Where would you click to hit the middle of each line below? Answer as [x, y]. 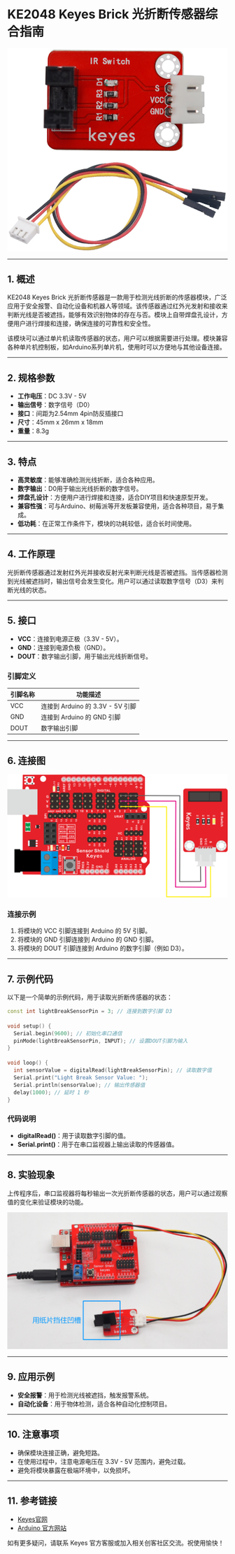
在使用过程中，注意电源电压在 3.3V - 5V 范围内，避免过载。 [104, 1461]
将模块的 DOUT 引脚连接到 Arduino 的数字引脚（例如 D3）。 [103, 949]
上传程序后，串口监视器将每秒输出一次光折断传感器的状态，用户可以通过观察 [117, 1193]
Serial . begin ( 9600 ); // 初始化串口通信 [68, 1033]
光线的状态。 [31, 590]
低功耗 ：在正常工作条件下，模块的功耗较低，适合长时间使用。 [106, 523]
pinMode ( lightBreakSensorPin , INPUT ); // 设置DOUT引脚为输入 [101, 1041]
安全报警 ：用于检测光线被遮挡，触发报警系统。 [85, 1395]
